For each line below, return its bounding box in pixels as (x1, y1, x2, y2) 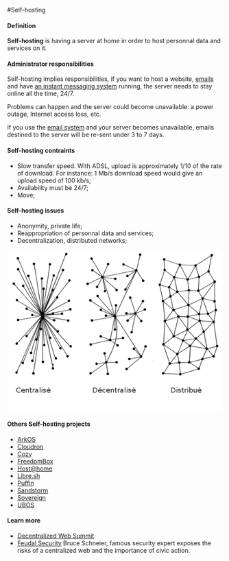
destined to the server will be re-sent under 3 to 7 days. (7, 130, 165, 139)
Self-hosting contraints (7, 147, 75, 154)
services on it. (7, 44, 47, 52)
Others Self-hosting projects (7, 420, 91, 428)
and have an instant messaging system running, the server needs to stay (7, 82, 213, 91)
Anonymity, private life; (16, 222, 83, 230)
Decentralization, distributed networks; (16, 236, 128, 244)
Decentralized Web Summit (16, 532, 95, 540)
